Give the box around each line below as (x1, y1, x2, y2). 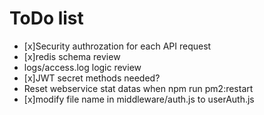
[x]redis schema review (23, 50, 121, 62)
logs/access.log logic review (23, 61, 142, 73)
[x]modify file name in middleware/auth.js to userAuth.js (23, 93, 255, 105)
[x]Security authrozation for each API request (23, 40, 212, 52)
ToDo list (9, 7, 84, 30)
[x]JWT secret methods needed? (23, 72, 161, 84)
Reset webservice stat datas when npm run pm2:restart (23, 82, 254, 94)
